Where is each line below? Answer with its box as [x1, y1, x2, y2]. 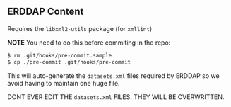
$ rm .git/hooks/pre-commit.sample [7, 52, 112, 59]
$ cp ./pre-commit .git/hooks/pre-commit [7, 58, 131, 66]
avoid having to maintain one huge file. [7, 79, 120, 87]
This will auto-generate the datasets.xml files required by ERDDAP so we [7, 71, 220, 80]
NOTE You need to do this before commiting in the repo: [7, 38, 171, 47]
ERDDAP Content [7, 6, 84, 18]
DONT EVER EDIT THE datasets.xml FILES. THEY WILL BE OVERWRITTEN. [7, 92, 225, 101]
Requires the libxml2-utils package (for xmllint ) [7, 24, 153, 33]
